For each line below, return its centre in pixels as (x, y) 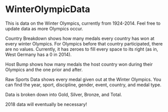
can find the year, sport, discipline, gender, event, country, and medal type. (83, 85)
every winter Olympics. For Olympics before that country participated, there (84, 43)
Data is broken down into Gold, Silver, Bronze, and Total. (64, 94)
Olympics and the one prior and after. (44, 70)
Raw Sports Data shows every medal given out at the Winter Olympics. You (83, 79)
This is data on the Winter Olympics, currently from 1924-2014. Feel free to (83, 23)
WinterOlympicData (48, 9)
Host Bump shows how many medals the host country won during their (79, 64)
